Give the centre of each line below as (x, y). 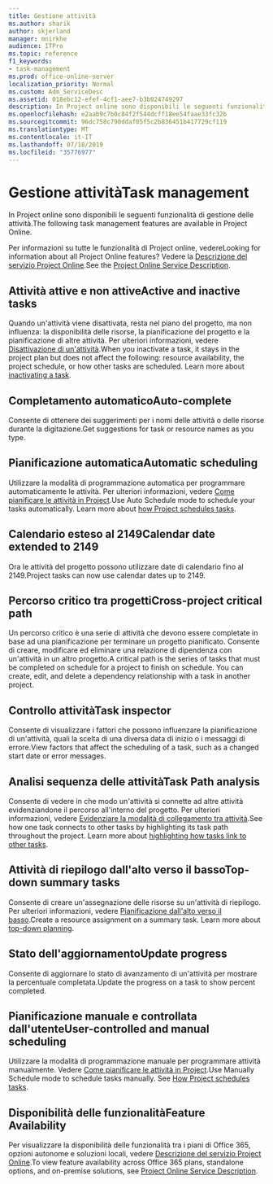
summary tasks (80, 883)
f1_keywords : (30, 62)
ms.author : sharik (39, 24)
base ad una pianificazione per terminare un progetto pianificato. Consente (134, 642)
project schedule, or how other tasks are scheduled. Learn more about (127, 366)
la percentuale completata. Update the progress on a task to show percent (132, 982)
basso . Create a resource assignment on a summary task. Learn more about (135, 920)
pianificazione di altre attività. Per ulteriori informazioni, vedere (114, 341)
